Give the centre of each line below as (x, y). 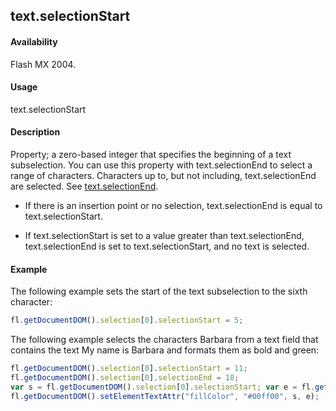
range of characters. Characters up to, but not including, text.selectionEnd (163, 175)
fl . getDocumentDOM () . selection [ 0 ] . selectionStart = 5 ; (127, 320)
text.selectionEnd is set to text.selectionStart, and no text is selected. (167, 246)
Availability (34, 41)
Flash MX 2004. (43, 64)
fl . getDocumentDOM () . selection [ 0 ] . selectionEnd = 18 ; (125, 377)
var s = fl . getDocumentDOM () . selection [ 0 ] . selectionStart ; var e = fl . (163, 387)
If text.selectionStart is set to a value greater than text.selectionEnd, (164, 235)
